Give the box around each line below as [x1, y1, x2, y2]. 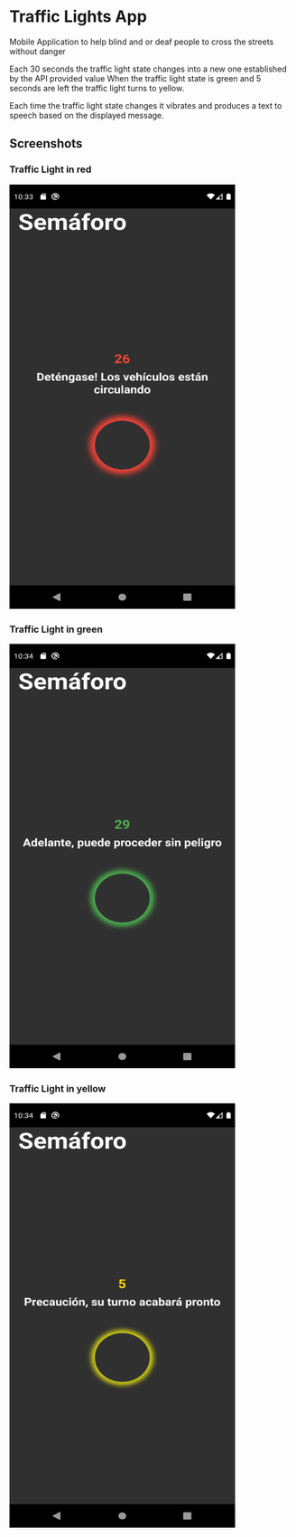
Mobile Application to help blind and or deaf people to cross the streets [9, 36, 274, 47]
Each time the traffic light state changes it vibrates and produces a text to [9, 100, 282, 110]
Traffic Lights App [9, 6, 147, 27]
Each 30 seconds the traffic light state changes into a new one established [9, 63, 287, 74]
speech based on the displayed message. [9, 110, 164, 120]
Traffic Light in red [9, 163, 92, 176]
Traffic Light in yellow [9, 1082, 106, 1094]
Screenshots [9, 136, 83, 151]
